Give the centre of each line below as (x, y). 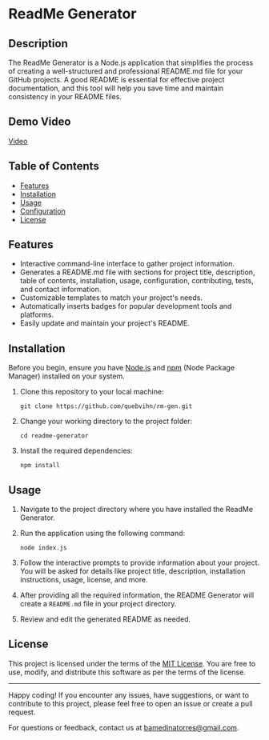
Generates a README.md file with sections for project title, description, (137, 272)
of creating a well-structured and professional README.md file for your (126, 71)
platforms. (37, 315)
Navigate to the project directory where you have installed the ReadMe (137, 510)
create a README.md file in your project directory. (98, 604)
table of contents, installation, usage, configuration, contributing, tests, (137, 281)
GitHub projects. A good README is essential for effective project (116, 80)
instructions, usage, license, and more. (84, 580)
